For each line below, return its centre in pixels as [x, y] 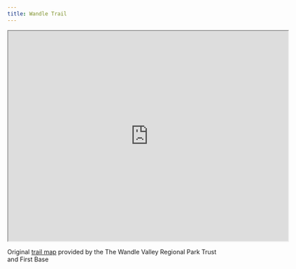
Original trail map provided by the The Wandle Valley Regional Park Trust [112, 251]
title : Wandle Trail [37, 14]
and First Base [28, 259]
